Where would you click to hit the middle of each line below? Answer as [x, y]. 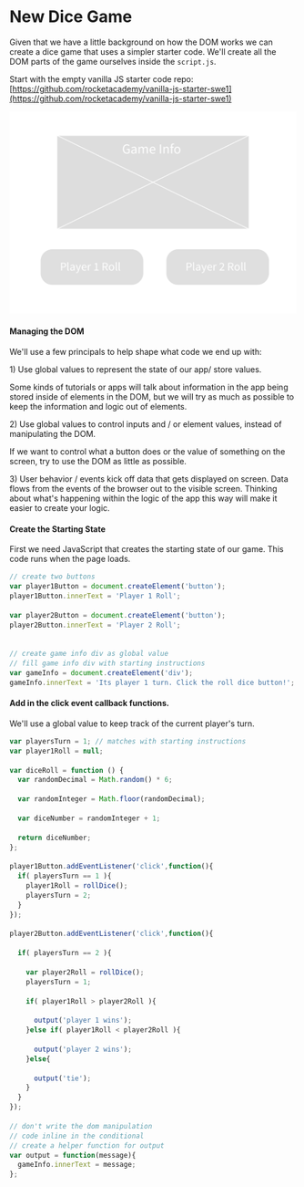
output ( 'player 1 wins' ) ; [82, 1020]
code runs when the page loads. [70, 559]
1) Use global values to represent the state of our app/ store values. [136, 370]
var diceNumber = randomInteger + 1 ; [89, 818]
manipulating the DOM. [53, 434]
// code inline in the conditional [77, 1136]
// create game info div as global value [89, 654]
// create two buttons [52, 577]
